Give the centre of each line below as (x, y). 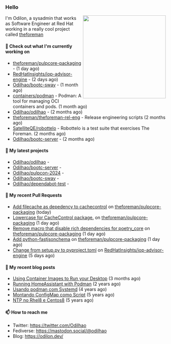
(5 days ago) (41, 255)
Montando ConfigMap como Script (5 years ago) (64, 295)
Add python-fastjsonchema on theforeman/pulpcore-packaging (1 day (86, 239)
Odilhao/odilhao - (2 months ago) (48, 112)
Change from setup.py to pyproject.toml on (58, 250)
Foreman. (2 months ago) (39, 133)
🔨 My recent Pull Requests (34, 195)
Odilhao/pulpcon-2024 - (38, 173)
